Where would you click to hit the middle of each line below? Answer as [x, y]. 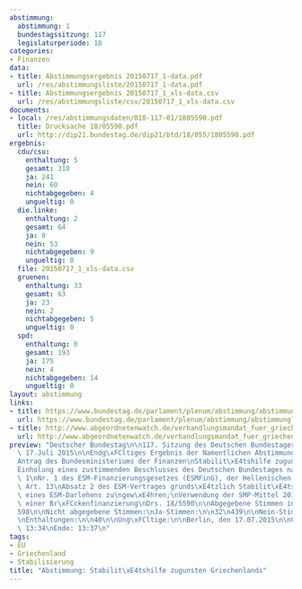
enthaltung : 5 [52, 160]
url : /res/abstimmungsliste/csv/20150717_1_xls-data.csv [126, 101]
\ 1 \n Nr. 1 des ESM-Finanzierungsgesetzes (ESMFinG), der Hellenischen [155, 478]
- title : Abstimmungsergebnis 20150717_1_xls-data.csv [114, 93]
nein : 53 [42, 244]
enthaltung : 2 [52, 218]
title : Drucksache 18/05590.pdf [78, 127]
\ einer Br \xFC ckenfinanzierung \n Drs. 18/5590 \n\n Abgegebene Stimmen [150, 503]
